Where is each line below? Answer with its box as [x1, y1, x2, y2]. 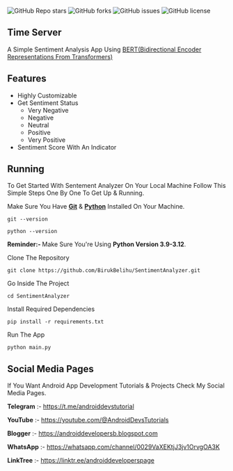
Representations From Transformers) [7, 52, 113, 61]
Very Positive [27, 136, 66, 144]
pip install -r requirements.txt [7, 319, 104, 326]
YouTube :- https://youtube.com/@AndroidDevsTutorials [7, 416, 169, 424]
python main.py [7, 344, 51, 351]
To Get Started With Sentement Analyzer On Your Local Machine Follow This [7, 182, 226, 190]
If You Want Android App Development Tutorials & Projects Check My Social [7, 381, 225, 390]
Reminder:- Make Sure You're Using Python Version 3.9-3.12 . [7, 240, 186, 248]
